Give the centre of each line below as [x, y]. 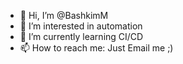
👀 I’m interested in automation [81, 26]
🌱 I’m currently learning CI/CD [81, 36]
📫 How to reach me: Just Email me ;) [96, 48]
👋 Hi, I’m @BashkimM [64, 15]
